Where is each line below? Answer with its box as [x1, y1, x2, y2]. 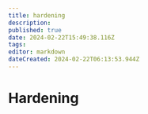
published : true [8, 26, 62, 34]
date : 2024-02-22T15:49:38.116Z [8, 33, 115, 42]
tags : [8, 41, 26, 49]
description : [8, 19, 51, 27]
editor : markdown [8, 48, 66, 56]
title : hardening [8, 11, 66, 20]
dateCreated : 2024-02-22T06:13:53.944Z [8, 56, 140, 64]
